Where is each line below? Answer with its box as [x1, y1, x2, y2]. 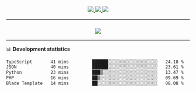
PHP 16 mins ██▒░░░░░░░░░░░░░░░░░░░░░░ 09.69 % [6, 75, 184, 81]
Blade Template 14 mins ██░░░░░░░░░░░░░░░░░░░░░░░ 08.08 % [6, 80, 184, 87]
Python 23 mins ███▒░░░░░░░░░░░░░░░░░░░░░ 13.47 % [6, 70, 184, 76]
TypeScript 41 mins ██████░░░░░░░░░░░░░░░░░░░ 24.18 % [6, 59, 184, 65]
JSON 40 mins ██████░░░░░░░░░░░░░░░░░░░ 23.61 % [6, 64, 184, 70]
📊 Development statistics [6, 45, 71, 52]
